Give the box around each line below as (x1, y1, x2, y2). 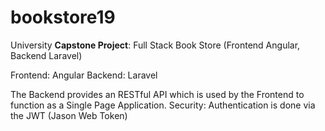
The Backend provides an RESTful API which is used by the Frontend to (10, 88, 305, 100)
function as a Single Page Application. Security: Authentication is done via (10, 99, 316, 111)
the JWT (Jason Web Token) (10, 109, 128, 121)
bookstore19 (10, 6, 116, 29)
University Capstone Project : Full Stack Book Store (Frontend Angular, (10, 39, 301, 51)
